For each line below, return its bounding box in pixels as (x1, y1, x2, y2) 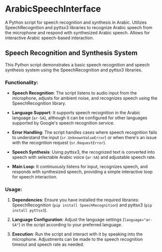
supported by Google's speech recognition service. (12, 120, 115, 126)
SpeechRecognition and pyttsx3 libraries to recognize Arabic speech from (5, 24, 153, 30)
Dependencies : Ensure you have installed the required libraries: (12, 197, 139, 203)
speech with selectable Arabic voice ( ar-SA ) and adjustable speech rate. (12, 154, 156, 160)
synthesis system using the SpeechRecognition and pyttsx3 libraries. (5, 67, 143, 73)
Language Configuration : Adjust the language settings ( (12, 217, 125, 222)
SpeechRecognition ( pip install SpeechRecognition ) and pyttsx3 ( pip (12, 202, 152, 208)
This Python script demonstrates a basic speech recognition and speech (5, 62, 150, 67)
